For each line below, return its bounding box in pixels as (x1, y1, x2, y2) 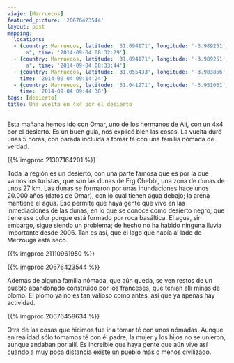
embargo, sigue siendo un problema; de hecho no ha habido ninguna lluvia (7, 221, 222, 229)
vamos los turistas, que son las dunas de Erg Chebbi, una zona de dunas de (7, 176, 225, 185)
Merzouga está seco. (7, 235, 68, 244)
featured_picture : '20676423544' (7, 17, 104, 24)
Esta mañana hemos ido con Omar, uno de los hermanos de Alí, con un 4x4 (7, 120, 224, 128)
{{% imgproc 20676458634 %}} (7, 311, 100, 320)
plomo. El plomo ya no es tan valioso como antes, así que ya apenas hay (7, 291, 215, 300)
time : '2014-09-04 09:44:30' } (19, 88, 108, 95)
